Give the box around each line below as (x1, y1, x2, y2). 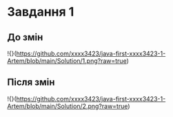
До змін (7, 31, 43, 43)
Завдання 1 (7, 4, 74, 20)
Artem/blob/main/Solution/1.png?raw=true (7, 57, 127, 65)
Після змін (7, 77, 55, 88)
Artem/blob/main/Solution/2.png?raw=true (7, 102, 128, 110)
